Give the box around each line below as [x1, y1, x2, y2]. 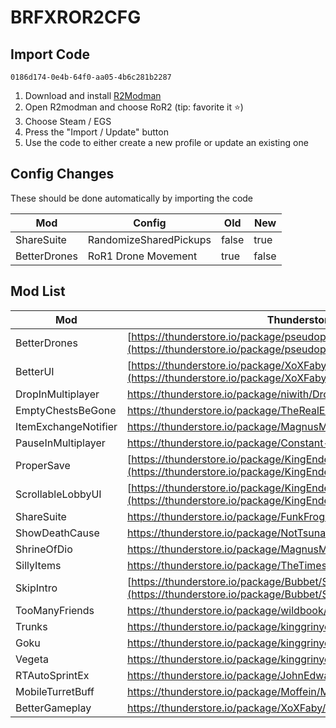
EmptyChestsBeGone [15, 403, 117, 417]
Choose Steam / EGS [24, 116, 112, 127]
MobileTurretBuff [15, 684, 95, 698]
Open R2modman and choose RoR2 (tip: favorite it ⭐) [24, 101, 244, 113]
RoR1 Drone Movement [87, 249, 198, 263]
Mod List [10, 283, 66, 300]
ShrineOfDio [15, 542, 73, 556]
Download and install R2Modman [24, 90, 162, 101]
